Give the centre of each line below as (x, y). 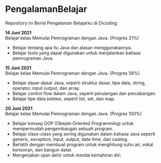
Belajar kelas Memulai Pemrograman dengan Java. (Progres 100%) (74, 114)
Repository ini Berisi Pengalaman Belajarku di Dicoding (61, 23)
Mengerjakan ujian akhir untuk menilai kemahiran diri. (67, 155)
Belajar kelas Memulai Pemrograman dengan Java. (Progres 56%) (73, 73)
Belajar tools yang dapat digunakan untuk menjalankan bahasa (76, 53)
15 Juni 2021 (18, 68)
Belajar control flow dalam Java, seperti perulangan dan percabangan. (84, 93)
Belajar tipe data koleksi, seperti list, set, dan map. (64, 99)
